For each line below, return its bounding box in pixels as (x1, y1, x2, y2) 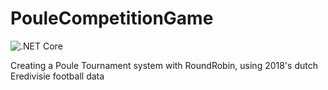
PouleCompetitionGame (10, 7, 214, 30)
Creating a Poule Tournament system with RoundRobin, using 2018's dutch (10, 59, 318, 71)
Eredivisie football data (10, 70, 105, 82)
